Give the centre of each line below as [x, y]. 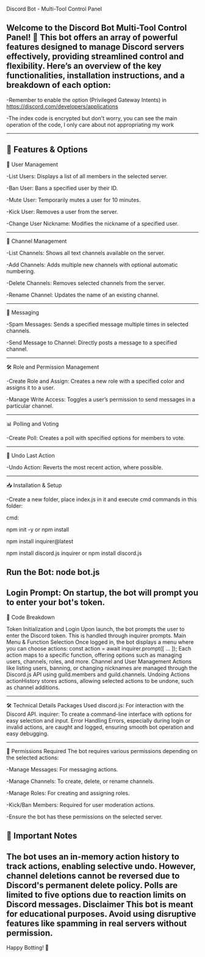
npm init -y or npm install [38, 529]
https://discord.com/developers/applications [62, 106]
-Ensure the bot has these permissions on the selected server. [85, 817]
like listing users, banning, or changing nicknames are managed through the [102, 668]
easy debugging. [27, 733]
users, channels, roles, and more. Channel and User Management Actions [99, 661]
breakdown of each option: [59, 85]
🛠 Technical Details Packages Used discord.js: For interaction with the [95, 705]
